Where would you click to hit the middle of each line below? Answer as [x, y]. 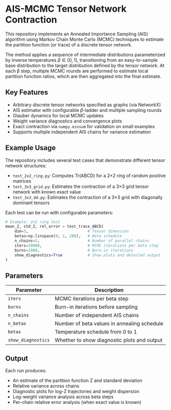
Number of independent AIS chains [97, 316]
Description [109, 290]
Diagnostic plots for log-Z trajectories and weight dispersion [76, 392]
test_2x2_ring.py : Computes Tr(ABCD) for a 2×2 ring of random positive [89, 175]
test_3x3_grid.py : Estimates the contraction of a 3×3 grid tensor [81, 186]
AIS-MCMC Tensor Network [66, 9]
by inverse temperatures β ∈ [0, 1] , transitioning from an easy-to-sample [82, 60]
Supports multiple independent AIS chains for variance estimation [82, 132]
